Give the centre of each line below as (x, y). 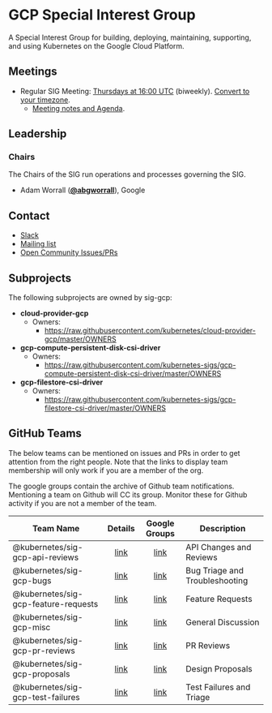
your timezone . (45, 100)
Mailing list (38, 244)
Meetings (33, 72)
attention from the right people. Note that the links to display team (118, 462)
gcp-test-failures (46, 697)
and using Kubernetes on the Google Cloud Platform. (96, 45)
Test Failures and (218, 687)
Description (223, 528)
